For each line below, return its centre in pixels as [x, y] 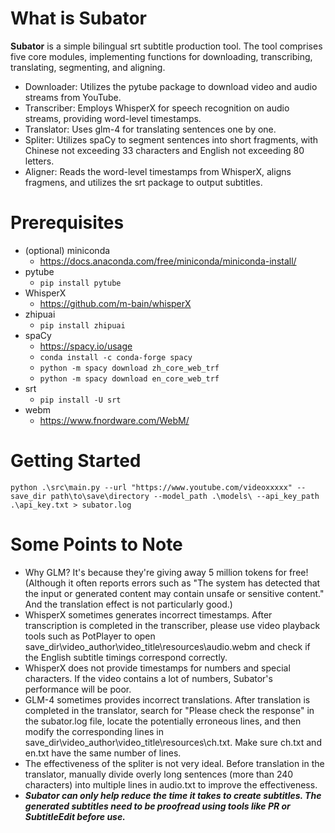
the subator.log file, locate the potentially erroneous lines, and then [163, 721]
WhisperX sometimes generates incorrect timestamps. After [148, 614]
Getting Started [76, 461]
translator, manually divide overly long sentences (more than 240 [159, 774]
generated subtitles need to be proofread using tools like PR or [157, 806]
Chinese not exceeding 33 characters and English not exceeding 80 [164, 150]
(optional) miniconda [67, 250]
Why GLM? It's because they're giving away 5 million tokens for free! [166, 572]
